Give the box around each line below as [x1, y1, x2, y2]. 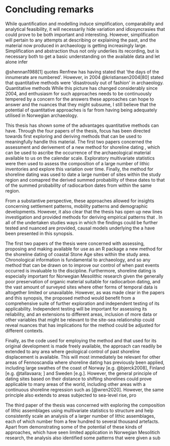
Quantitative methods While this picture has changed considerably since [5, 85, 158, 91]
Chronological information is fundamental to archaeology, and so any [5, 257, 151, 263]
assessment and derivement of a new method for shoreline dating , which [5, 144, 160, 150]
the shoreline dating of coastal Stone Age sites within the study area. [5, 251, 151, 257]
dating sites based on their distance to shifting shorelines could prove [5, 376, 152, 382]
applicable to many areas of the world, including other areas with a [5, 381, 146, 387]
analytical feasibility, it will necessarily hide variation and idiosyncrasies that [5, 26, 165, 32]
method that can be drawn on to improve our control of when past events [5, 262, 159, 268]
